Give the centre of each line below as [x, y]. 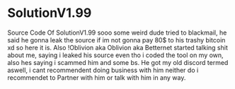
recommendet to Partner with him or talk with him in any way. [97, 77]
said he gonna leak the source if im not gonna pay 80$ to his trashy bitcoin [116, 40]
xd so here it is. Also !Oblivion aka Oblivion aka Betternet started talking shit [117, 47]
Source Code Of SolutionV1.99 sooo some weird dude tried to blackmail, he [117, 32]
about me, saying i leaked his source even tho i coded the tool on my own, [116, 55]
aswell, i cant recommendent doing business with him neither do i [103, 70]
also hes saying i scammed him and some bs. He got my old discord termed [118, 62]
